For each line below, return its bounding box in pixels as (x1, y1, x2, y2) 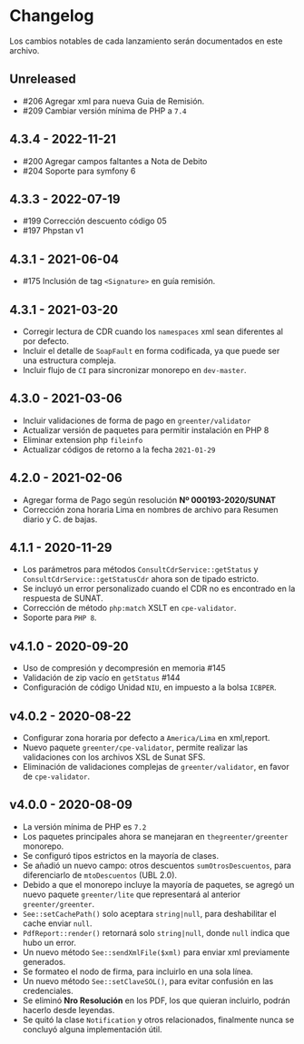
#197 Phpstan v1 (22, 225, 84, 236)
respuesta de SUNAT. (22, 593, 103, 604)
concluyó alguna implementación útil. (22, 1023, 162, 1035)
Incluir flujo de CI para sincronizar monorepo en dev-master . (22, 365, 247, 375)
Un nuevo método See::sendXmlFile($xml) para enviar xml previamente (22, 946, 290, 958)
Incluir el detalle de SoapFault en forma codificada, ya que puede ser (22, 346, 280, 356)
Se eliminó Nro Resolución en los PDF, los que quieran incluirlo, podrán (22, 995, 290, 1006)
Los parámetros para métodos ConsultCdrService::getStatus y (22, 564, 259, 575)
